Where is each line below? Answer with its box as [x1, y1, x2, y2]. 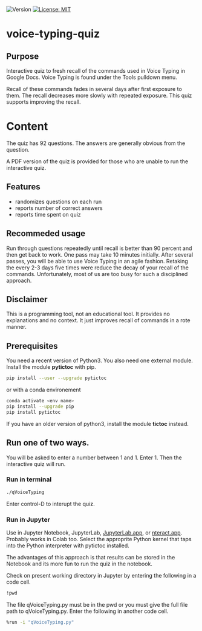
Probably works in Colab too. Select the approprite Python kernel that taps [6, 535, 192, 542]
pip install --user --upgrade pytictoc [6, 375, 107, 382]
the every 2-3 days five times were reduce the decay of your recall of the [6, 264, 189, 271]
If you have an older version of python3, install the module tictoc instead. [6, 420, 189, 427]
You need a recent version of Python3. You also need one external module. [6, 357, 194, 364]
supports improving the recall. [6, 98, 81, 106]
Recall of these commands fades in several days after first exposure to [6, 86, 183, 92]
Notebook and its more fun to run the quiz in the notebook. [6, 560, 153, 567]
